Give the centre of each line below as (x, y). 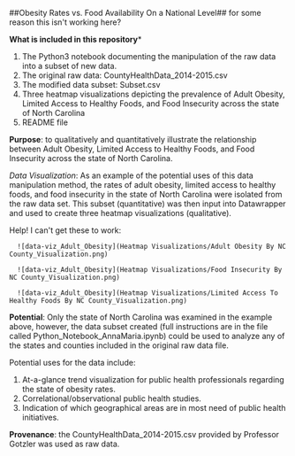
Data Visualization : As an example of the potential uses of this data (131, 175)
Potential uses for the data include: (72, 363)
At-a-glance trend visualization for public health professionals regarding (153, 379)
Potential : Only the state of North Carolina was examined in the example (141, 317)
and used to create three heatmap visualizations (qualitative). (121, 213)
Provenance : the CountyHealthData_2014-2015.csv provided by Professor (144, 434)
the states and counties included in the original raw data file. (119, 345)
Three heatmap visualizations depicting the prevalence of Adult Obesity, (153, 94)
